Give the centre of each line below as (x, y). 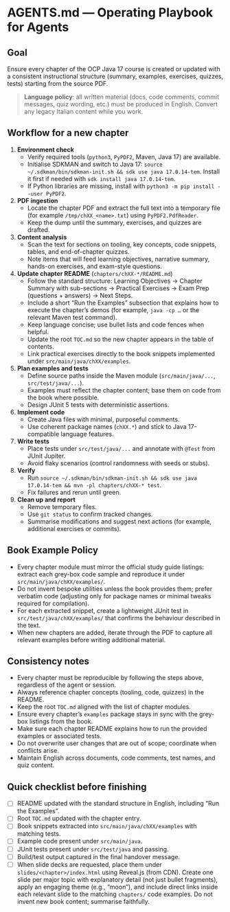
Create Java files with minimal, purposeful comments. (103, 419)
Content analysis (42, 237)
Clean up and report (46, 500)
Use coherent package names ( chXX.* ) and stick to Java (107, 426)
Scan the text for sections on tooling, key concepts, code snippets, (122, 244)
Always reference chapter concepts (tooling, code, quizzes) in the (111, 692)
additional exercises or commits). (74, 528)
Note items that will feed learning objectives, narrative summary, (118, 259)
